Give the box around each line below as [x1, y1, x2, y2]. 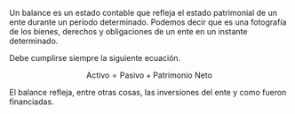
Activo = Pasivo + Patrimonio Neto [85, 70, 213, 80]
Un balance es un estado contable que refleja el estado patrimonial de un [9, 8, 278, 18]
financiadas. [9, 96, 55, 107]
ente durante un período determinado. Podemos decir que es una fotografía [9, 17, 287, 27]
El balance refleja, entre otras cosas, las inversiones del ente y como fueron [9, 87, 287, 97]
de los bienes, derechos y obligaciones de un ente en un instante [9, 27, 248, 36]
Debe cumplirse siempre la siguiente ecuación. [9, 53, 181, 63]
